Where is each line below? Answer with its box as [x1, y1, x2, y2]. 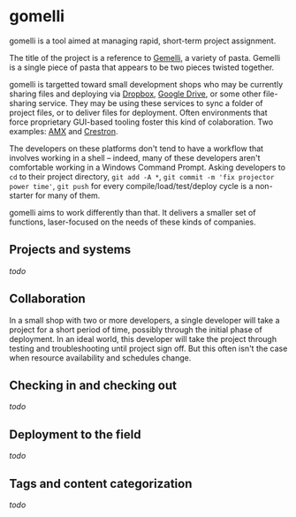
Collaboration [9, 292, 86, 307]
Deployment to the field [9, 427, 141, 442]
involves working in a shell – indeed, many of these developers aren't [9, 152, 261, 163]
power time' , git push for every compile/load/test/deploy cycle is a [9, 180, 254, 191]
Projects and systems [9, 242, 131, 257]
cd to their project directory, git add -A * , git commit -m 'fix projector [9, 171, 275, 182]
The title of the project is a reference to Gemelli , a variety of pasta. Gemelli [9, 52, 281, 63]
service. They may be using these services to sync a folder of [38, 97, 263, 108]
